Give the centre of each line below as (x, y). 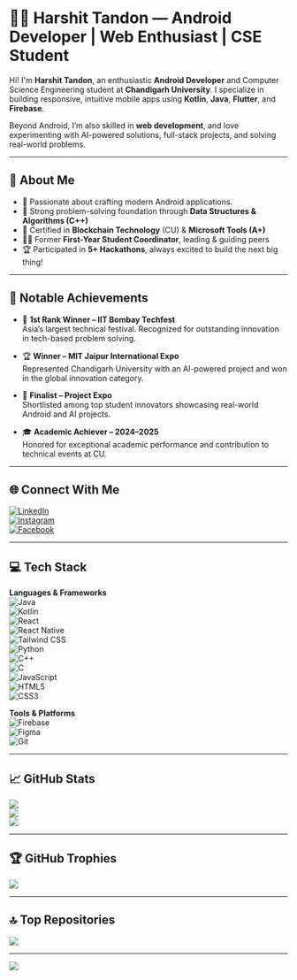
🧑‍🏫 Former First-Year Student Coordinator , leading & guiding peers (145, 239)
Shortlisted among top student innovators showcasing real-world (140, 404)
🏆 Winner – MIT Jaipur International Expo (100, 356)
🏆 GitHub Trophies (63, 858)
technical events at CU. (64, 454)
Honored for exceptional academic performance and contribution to (145, 444)
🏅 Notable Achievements (79, 299)
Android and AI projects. (66, 414)
